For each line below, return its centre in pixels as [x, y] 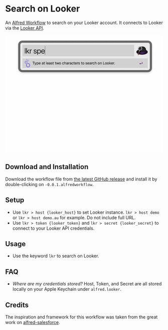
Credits [17, 305]
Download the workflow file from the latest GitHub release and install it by [81, 179]
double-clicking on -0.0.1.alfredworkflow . [49, 184]
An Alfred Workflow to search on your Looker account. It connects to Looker [84, 23]
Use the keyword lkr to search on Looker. [56, 256]
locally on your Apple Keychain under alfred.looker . [67, 289]
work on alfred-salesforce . [33, 322]
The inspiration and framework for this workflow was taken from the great [81, 317]
